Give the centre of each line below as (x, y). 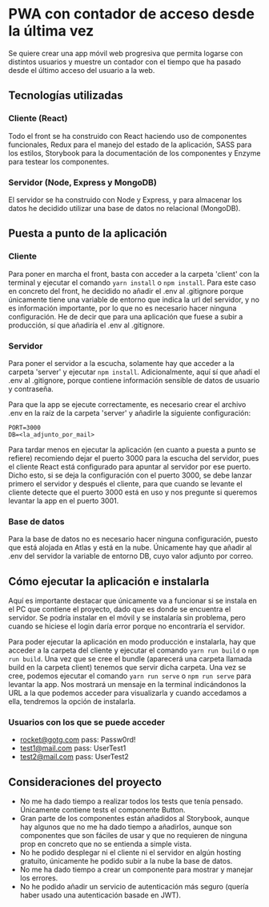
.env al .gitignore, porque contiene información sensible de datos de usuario (134, 380)
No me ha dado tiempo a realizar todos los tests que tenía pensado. (131, 801)
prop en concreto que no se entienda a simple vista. (106, 844)
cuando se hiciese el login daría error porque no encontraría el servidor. (127, 626)
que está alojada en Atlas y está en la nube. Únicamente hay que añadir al (130, 547)
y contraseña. (31, 388)
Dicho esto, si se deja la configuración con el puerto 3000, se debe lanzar (130, 475)
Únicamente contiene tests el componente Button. (102, 810)
